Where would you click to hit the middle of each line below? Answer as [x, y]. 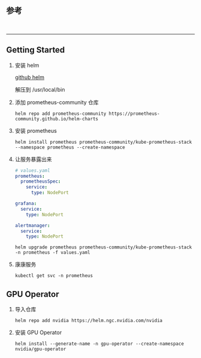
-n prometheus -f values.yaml [53, 253]
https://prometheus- [134, 113]
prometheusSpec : [41, 181]
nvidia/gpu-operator [40, 349]
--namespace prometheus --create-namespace [70, 147]
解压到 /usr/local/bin [40, 89]
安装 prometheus [36, 131]
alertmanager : [32, 225]
